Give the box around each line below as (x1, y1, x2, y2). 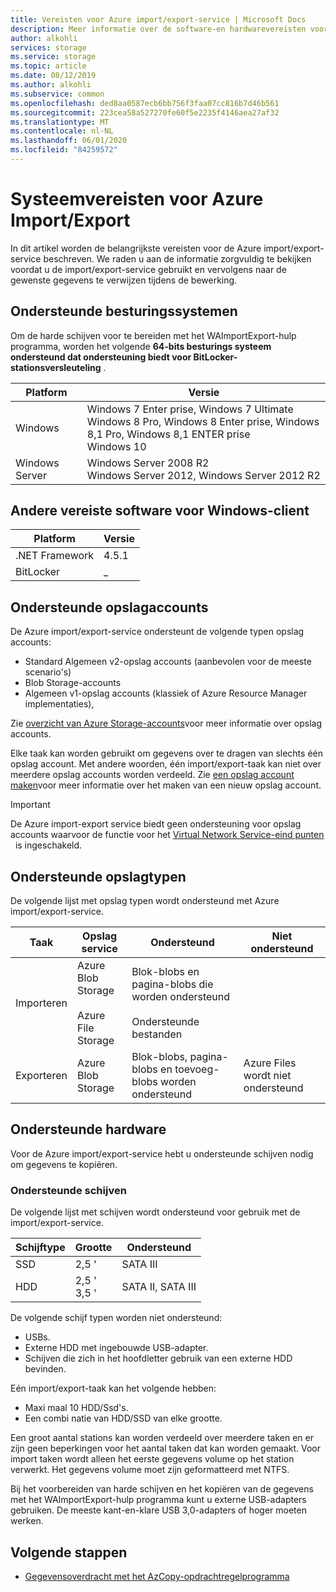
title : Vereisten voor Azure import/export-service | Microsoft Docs (10, 14, 307, 25)
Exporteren (15, 1069, 68, 1083)
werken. (10, 1515, 44, 1527)
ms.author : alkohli (10, 80, 92, 90)
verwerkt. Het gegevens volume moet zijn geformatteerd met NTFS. (10, 1464, 290, 1476)
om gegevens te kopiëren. (10, 1158, 118, 1170)
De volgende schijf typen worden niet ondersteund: (10, 1312, 223, 1324)
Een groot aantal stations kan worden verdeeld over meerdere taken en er (10, 1432, 314, 1444)
